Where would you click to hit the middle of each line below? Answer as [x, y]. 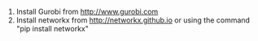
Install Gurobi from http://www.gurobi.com [87, 12]
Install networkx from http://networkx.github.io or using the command [133, 20]
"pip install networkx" [52, 29]
